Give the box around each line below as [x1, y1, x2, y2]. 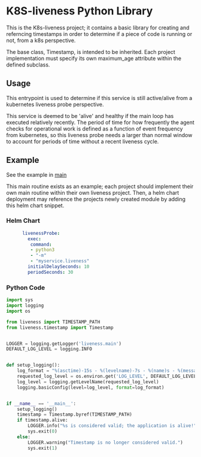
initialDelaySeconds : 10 [28, 264, 90, 270]
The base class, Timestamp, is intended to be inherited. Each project [6, 48, 175, 55]
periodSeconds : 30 [28, 269, 74, 275]
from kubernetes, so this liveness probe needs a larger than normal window [6, 131, 193, 138]
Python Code [6, 283, 45, 292]
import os [6, 308, 31, 314]
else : [17, 434, 31, 440]
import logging [6, 302, 44, 309]
